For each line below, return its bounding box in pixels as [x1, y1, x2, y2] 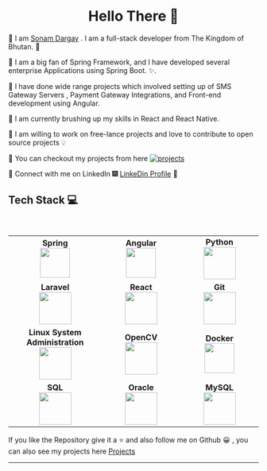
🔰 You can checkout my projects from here [8, 153, 149, 163]
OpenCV [124, 331, 158, 342]
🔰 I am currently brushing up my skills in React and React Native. [8, 114, 220, 123]
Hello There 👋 [88, 7, 179, 25]
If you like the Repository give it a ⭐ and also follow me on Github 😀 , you [8, 434, 249, 444]
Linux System [29, 326, 82, 338]
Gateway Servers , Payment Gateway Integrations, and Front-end [8, 90, 222, 99]
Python [205, 236, 234, 247]
